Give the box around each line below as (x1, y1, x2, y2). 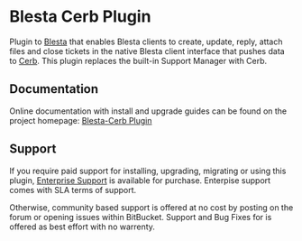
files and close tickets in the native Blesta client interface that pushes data (9, 45, 286, 56)
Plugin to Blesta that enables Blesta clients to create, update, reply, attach (9, 36, 283, 47)
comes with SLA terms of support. (9, 184, 137, 195)
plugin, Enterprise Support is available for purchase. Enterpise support (9, 174, 271, 186)
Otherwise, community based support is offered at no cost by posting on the (9, 201, 294, 213)
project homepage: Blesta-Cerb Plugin (9, 115, 152, 125)
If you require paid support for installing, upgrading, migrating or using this (9, 165, 287, 176)
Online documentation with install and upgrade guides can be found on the (9, 106, 288, 116)
